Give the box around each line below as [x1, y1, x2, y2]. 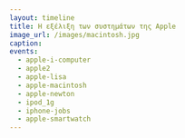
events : [9, 47, 39, 56]
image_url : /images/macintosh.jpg [9, 30, 141, 39]
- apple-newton [17, 89, 75, 98]
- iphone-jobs [17, 106, 71, 115]
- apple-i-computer [17, 55, 92, 64]
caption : [9, 38, 43, 48]
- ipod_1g [17, 97, 54, 107]
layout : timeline [9, 13, 75, 23]
